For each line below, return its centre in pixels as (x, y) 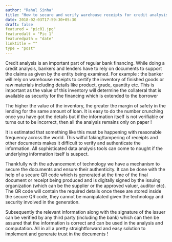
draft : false (19, 24)
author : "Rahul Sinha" (29, 10)
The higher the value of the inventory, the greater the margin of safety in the (86, 105)
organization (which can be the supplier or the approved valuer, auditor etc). (86, 185)
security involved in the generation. (42, 202)
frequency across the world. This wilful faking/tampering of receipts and (82, 137)
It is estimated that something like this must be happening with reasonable (84, 132)
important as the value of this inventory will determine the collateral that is (83, 90)
